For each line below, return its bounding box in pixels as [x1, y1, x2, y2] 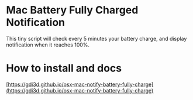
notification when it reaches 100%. [6, 41, 89, 48]
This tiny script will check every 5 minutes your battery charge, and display [6, 35, 187, 42]
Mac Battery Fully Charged [6, 3, 139, 17]
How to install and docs [6, 62, 122, 75]
